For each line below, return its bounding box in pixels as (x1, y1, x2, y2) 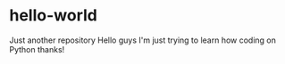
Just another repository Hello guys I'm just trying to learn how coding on (9, 35, 277, 45)
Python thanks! (9, 44, 65, 54)
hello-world (9, 5, 98, 26)
